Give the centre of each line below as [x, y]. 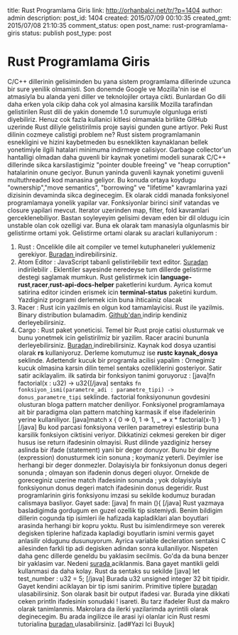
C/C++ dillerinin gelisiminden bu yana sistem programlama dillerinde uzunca [119, 81]
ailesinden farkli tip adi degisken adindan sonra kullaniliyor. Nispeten [118, 548]
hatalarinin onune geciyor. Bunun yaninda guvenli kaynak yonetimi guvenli [115, 172]
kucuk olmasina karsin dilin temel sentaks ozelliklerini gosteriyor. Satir [120, 368]
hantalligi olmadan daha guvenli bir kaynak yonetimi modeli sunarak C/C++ [117, 157]
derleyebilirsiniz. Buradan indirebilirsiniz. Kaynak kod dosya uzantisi [117, 345]
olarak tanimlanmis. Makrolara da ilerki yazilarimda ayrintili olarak [113, 609]
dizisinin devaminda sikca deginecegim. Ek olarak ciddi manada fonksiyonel [118, 195]
